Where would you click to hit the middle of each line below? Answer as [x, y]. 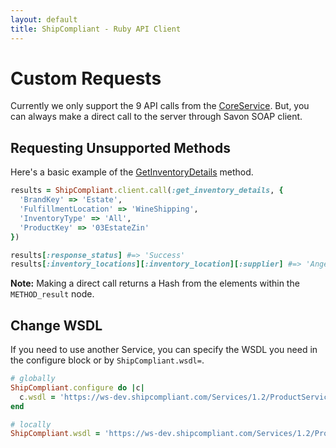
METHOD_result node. [52, 294]
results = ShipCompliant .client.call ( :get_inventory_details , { [147, 191]
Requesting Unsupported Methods [120, 147]
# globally [33, 379]
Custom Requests [86, 78]
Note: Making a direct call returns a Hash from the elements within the [155, 283]
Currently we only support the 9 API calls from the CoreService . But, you [160, 106]
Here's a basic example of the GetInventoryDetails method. [132, 172]
